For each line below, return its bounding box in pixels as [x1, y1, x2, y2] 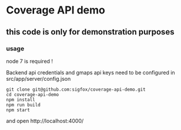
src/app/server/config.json [6, 75, 71, 82]
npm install [6, 97, 35, 102]
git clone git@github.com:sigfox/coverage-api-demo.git [6, 86, 146, 93]
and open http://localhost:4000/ [6, 117, 84, 124]
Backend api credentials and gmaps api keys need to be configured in [6, 69, 175, 76]
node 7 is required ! [6, 57, 53, 64]
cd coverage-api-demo [6, 91, 59, 97]
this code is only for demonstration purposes [6, 27, 175, 37]
